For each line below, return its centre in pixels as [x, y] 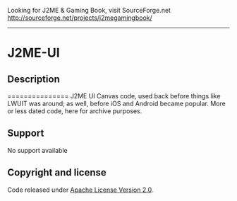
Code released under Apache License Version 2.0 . [80, 190]
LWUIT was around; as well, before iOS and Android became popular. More [116, 103]
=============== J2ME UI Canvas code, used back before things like [114, 96]
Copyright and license [57, 173]
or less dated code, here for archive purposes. [75, 111]
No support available [38, 150]
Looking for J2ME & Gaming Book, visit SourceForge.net [89, 10]
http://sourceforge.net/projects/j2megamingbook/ [80, 18]
